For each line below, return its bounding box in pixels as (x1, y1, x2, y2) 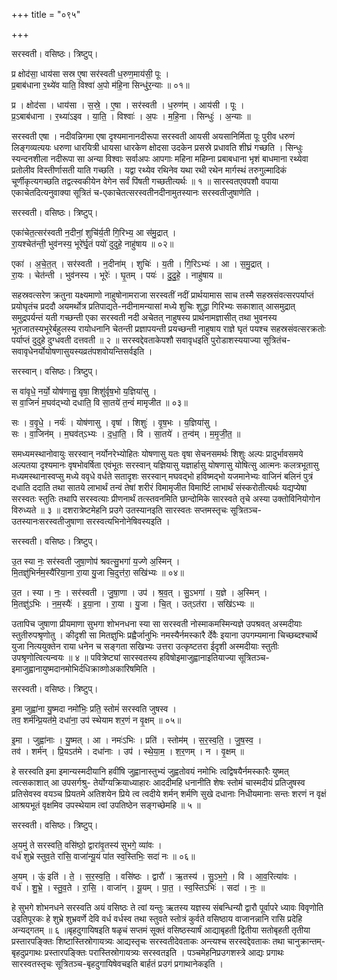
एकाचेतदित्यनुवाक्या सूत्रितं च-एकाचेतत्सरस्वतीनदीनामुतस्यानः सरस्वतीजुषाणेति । (11, 187, 260, 198)
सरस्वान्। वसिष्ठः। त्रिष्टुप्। (11, 365, 99, 377)
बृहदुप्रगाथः (11, 947, 43, 958)
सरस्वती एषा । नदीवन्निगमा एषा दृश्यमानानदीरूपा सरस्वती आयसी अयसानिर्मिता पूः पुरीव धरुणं (11, 130, 295, 142)
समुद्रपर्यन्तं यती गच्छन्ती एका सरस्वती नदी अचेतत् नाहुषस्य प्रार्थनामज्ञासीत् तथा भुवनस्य (11, 312, 278, 323)
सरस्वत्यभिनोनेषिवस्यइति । (85, 515, 171, 527)
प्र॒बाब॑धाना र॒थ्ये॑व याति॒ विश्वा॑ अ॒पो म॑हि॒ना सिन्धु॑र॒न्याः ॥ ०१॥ (11, 79, 190, 91)
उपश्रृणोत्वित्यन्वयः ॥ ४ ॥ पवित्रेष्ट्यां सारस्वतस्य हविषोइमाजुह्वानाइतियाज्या (11, 652, 236, 663)
